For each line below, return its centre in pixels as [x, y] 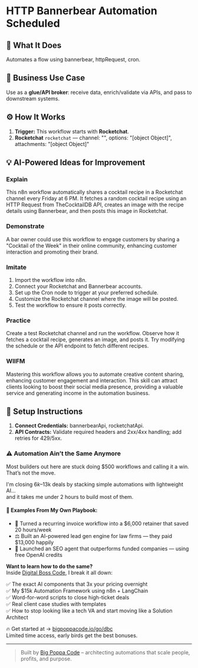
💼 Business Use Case [46, 78]
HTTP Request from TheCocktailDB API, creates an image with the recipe [95, 205]
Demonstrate [25, 226]
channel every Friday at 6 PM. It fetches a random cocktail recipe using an [96, 199]
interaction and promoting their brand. [52, 252]
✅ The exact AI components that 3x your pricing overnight [77, 584]
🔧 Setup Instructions [44, 411]
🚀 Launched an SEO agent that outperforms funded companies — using [102, 549]
